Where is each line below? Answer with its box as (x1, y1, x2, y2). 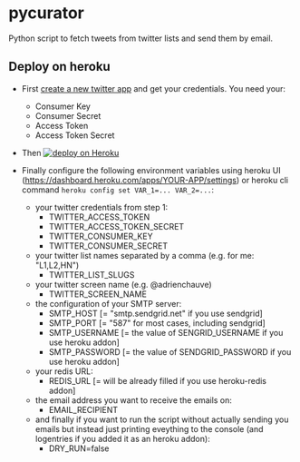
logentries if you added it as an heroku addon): (34, 433, 210, 444)
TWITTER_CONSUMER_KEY (48, 231, 153, 241)
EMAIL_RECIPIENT (48, 404, 119, 415)
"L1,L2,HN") (34, 260, 80, 270)
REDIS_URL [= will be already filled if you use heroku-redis (48, 375, 266, 386)
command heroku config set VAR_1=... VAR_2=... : (21, 184, 215, 195)
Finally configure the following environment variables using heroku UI (21, 164, 282, 175)
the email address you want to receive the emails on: (34, 394, 233, 406)
